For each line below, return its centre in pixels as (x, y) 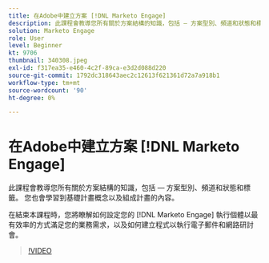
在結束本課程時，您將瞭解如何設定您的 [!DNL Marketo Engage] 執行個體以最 (133, 215)
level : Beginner (35, 46)
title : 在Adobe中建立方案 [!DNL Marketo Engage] (87, 16)
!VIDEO (40, 251)
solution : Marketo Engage (51, 30)
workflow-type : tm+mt (44, 83)
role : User (26, 38)
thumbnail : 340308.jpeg (48, 61)
